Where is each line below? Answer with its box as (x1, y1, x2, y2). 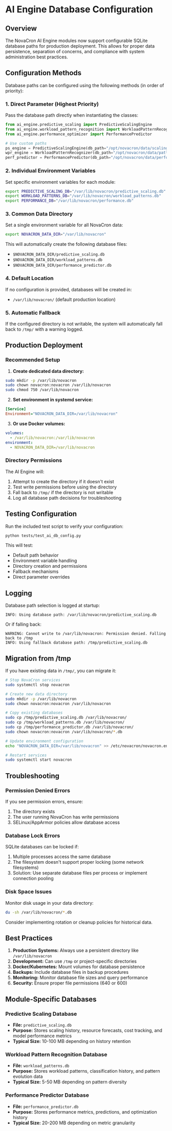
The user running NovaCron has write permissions (12, 814, 119, 820)
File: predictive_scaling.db (12, 1022, 72, 1028)
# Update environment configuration (5, 738, 83, 743)
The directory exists (12, 808, 55, 815)
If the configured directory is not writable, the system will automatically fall (5, 321, 163, 327)
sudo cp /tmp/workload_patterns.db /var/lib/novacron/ (5, 720, 125, 725)
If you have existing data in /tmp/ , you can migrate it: (5, 668, 117, 674)
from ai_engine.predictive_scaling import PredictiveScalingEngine (5, 122, 153, 127)
